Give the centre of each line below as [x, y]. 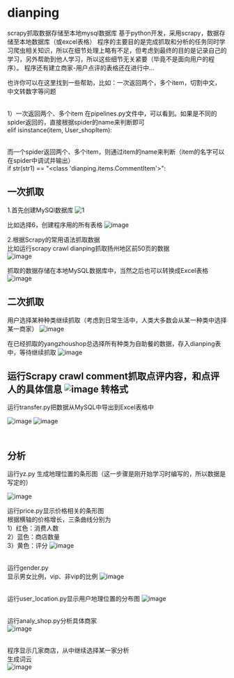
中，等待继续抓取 [32, 352]
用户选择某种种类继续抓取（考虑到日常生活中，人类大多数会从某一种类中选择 [117, 320]
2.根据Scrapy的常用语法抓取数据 [54, 239]
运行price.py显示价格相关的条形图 [56, 511]
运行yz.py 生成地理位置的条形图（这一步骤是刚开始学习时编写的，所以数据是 [117, 474]
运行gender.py [28, 568]
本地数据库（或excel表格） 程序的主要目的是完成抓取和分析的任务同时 [119, 41]
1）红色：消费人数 [33, 528]
